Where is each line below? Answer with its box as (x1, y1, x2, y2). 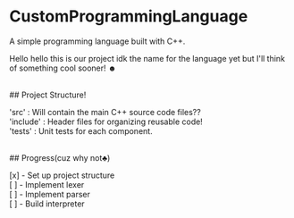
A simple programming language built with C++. (9, 36, 186, 46)
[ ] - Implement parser (9, 189, 91, 199)
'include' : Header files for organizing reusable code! (9, 116, 203, 127)
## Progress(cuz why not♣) (9, 152, 111, 163)
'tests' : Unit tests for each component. (9, 125, 154, 136)
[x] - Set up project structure (9, 170, 115, 180)
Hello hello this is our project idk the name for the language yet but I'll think (9, 53, 286, 63)
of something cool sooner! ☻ (9, 63, 117, 73)
